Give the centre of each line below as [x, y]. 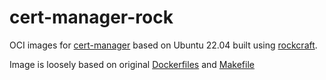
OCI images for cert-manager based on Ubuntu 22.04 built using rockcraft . [163, 45]
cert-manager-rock [91, 17]
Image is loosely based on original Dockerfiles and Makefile [132, 64]
